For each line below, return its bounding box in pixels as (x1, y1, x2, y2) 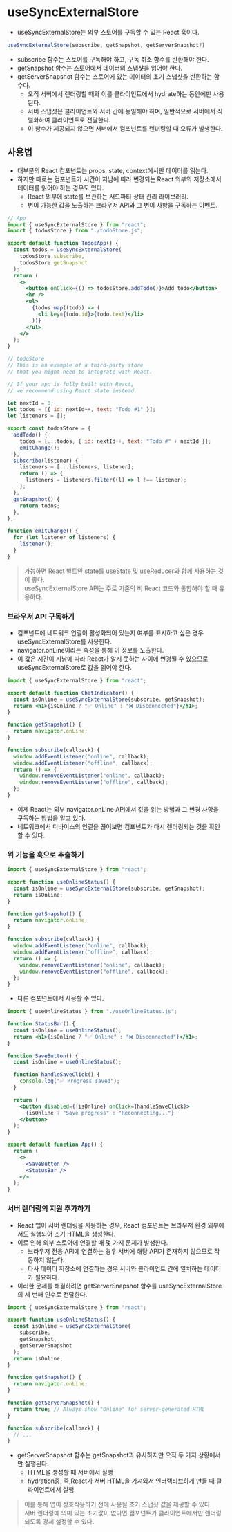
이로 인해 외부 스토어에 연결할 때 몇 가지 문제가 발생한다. (17, 1238, 168, 1246)
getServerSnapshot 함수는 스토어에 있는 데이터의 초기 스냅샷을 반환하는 (17, 72, 213, 80)
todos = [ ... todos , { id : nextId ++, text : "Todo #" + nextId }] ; (19, 437, 212, 445)
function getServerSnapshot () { (7, 1399, 100, 1407)
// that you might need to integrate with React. (7, 368, 153, 375)
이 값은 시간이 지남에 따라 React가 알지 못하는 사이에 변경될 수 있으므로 (17, 655, 209, 663)
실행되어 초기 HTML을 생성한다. (30, 1230, 116, 1238)
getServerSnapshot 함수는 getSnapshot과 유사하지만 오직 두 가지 (17, 1451, 197, 1459)
